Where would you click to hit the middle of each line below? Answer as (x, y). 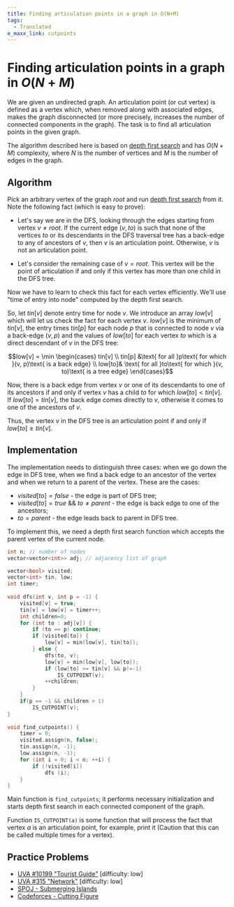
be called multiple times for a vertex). (61, 835)
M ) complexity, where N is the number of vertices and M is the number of (113, 153)
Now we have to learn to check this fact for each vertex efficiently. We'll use (117, 292)
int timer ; (23, 584)
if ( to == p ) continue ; (67, 630)
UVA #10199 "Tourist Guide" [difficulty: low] (80, 874)
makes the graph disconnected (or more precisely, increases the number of (116, 117)
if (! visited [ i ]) (57, 766)
